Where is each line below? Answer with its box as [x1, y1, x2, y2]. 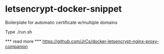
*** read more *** [5, 38, 42, 44]
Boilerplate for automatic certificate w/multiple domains [5, 19, 118, 25]
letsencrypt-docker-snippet [5, 3, 122, 15]
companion [5, 43, 28, 49]
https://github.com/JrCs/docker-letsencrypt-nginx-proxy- [42, 38, 159, 44]
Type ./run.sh [5, 29, 32, 35]
